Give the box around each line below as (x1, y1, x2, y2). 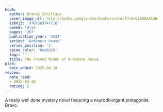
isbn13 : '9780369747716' (9, 20, 60, 26)
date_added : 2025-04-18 (9, 66, 57, 71)
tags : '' (9, 52, 27, 57)
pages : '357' (9, 30, 36, 34)
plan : (5, 61, 16, 66)
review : (5, 70, 21, 75)
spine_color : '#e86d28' (9, 48, 57, 52)
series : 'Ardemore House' (9, 39, 62, 44)
